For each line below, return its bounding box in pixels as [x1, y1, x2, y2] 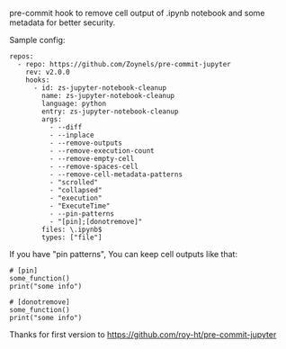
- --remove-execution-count [49, 147, 155, 156]
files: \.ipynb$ [41, 225, 103, 234]
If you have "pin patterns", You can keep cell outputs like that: [9, 249, 238, 259]
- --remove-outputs [49, 139, 123, 148]
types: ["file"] [41, 233, 103, 242]
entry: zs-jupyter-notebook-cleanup [41, 107, 179, 116]
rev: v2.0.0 [25, 67, 70, 76]
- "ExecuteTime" [49, 201, 111, 210]
